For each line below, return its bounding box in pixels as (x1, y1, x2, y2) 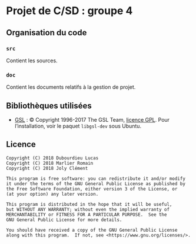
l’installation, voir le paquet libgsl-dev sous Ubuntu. (14, 122, 142, 129)
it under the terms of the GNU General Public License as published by (6, 181, 185, 186)
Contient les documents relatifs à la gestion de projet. (6, 83, 136, 91)
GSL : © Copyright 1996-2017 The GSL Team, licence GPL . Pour (14, 116, 170, 123)
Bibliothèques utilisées (6, 101, 92, 111)
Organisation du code (6, 28, 87, 38)
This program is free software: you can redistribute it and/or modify (6, 175, 185, 182)
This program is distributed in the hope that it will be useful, (6, 201, 172, 207)
